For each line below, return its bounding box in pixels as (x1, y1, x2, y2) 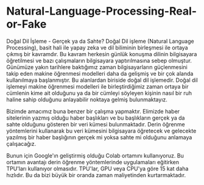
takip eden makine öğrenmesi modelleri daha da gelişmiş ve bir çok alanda (6, 70, 194, 77)
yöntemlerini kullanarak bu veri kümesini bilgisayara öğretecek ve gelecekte (6, 127, 197, 134)
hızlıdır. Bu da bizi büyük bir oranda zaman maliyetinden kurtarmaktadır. (6, 171, 186, 178)
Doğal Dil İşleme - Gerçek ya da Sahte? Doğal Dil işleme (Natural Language (6, 37, 194, 45)
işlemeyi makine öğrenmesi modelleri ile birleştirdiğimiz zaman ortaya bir (6, 82, 189, 90)
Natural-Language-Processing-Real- (6, 4, 197, 18)
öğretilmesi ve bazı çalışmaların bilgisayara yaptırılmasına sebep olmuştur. (6, 57, 192, 64)
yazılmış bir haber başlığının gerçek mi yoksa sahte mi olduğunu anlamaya (6, 133, 192, 141)
